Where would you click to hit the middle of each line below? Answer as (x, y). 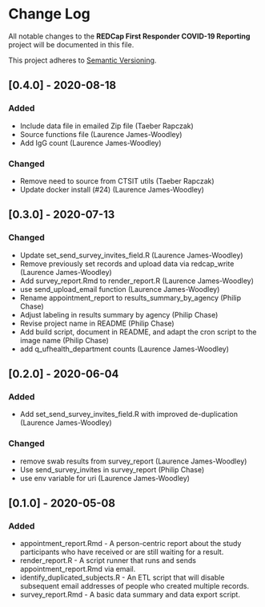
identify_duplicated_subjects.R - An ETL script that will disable (122, 577)
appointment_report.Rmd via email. (78, 569)
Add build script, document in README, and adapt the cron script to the (138, 332)
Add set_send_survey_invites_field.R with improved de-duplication (129, 415)
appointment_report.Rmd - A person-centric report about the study (130, 544)
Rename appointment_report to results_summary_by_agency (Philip (130, 297)
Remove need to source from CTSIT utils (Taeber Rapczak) (117, 180)
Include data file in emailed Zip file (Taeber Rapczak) (106, 126)
